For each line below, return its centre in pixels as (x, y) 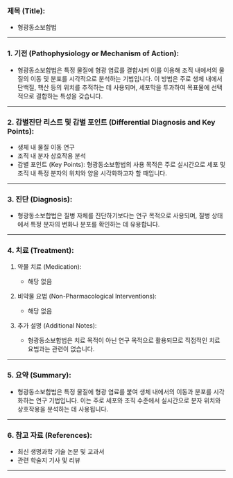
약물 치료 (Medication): (49, 267)
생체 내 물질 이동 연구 (46, 147)
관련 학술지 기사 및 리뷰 (49, 460)
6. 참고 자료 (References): (50, 435)
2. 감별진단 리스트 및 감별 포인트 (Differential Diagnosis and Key (111, 122)
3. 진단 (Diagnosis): (40, 199)
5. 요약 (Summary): (39, 375)
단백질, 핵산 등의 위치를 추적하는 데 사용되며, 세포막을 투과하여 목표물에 (113, 87)
